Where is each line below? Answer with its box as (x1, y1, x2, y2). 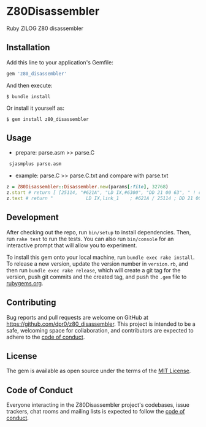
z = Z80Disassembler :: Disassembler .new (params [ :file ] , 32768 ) (6, 184, 169, 190)
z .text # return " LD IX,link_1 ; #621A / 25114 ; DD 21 (6, 195, 193, 202)
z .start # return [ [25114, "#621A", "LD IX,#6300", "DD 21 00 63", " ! (6, 190, 196, 196)
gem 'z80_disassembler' (6, 71, 67, 77)
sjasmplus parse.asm (9, 161, 62, 167)
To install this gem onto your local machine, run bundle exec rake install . (6, 253, 195, 261)
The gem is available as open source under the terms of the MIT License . (6, 367, 191, 375)
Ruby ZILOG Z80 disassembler (6, 25, 84, 32)
